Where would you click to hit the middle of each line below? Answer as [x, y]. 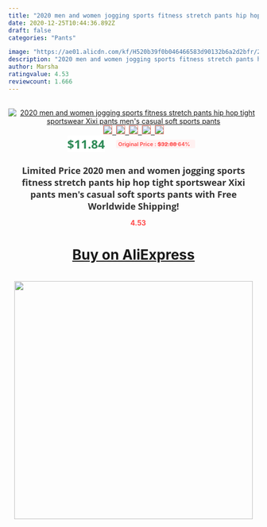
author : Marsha [33, 67]
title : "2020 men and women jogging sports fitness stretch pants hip [128, 15]
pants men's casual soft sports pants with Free [133, 194]
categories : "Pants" [43, 38]
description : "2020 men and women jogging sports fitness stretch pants [131, 60]
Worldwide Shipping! [133, 206]
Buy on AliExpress [133, 255]
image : [19, 52]
